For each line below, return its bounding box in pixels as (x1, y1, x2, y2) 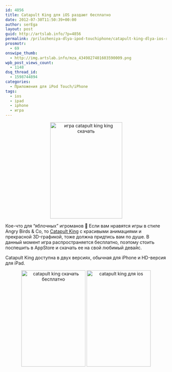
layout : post (5, 27, 33, 32)
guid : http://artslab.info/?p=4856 (5, 31, 81, 36)
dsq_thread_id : (5, 70, 38, 75)
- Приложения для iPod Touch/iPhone (10, 84, 88, 89)
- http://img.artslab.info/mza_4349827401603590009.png (10, 55, 132, 61)
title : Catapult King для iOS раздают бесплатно (5, 12, 111, 17)
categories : (5, 79, 31, 84)
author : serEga (5, 22, 38, 27)
